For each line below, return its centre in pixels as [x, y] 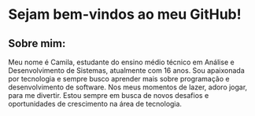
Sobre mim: [37, 43]
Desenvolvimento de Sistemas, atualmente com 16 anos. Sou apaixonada [127, 71]
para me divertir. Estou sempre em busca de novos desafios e [109, 95]
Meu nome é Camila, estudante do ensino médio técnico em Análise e [121, 62]
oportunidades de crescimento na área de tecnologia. [95, 104]
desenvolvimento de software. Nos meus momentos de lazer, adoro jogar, [128, 87]
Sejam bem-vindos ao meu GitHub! [125, 14]
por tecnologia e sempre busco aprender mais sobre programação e [119, 79]
